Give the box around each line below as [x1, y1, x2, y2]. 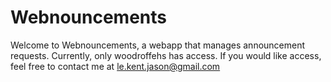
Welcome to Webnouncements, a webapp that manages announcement [10, 39, 306, 51]
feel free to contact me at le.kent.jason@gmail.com [10, 60, 221, 72]
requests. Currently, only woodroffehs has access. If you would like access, [10, 49, 322, 61]
